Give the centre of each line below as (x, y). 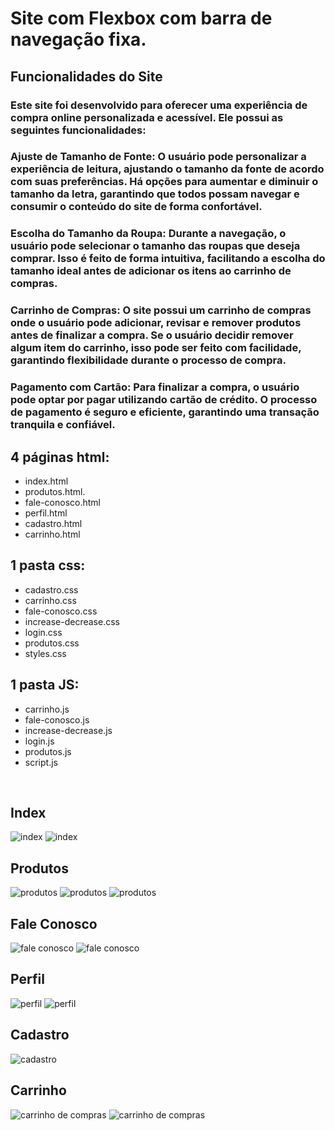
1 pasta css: (48, 565)
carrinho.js (47, 709)
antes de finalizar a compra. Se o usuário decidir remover (152, 335)
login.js (39, 741)
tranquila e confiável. (63, 425)
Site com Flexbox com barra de (141, 18)
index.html (46, 481)
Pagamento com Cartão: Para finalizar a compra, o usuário (155, 387)
